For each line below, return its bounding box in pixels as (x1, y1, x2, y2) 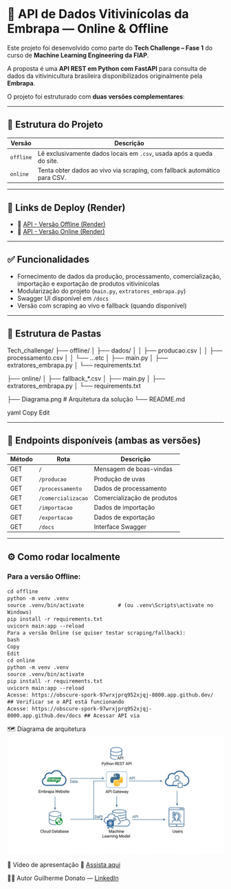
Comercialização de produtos (93, 494, 177, 502)
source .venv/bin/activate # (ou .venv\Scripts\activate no (7, 601, 214, 609)
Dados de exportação (93, 513, 155, 521)
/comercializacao (38, 495, 88, 502)
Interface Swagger (93, 522, 146, 530)
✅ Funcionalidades (7, 254, 90, 266)
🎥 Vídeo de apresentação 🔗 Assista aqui (7, 860, 121, 868)
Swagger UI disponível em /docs (16, 294, 109, 302)
